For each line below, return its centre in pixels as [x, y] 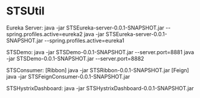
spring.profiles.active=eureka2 [44, 34]
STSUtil [25, 11]
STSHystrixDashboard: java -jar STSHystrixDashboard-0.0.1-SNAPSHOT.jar [100, 88]
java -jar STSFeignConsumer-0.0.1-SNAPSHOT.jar [68, 76]
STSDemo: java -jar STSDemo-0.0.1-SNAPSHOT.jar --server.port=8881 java [100, 52]
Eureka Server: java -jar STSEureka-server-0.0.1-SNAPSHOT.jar [85, 28]
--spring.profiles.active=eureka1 [85, 40]
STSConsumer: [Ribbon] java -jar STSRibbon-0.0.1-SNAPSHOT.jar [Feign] [98, 70]
